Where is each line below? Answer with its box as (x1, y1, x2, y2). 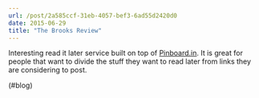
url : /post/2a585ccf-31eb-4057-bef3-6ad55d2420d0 (8, 11, 178, 20)
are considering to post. (8, 65, 87, 75)
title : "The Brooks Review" (8, 26, 103, 34)
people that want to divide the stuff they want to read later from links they (8, 57, 251, 66)
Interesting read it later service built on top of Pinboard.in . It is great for (8, 49, 243, 58)
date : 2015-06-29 (8, 19, 67, 27)
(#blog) (8, 80, 34, 90)
